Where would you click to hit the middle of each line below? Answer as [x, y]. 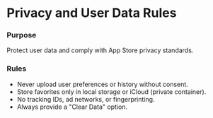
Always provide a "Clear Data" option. [72, 107]
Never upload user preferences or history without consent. [102, 84]
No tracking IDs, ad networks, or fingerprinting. [86, 99]
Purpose [22, 35]
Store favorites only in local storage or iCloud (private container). [111, 92]
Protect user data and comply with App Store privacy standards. [100, 50]
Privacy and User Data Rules [92, 13]
